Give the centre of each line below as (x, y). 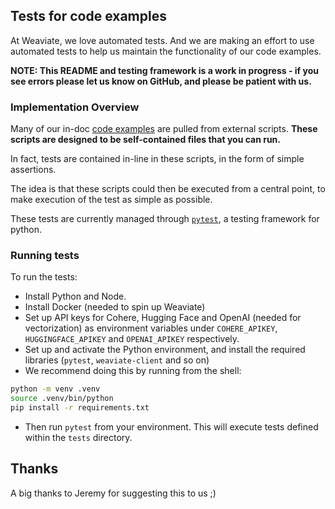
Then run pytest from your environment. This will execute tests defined (171, 427)
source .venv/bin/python (62, 399)
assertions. (33, 170)
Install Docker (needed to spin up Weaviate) (115, 307)
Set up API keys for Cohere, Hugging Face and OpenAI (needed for (163, 318)
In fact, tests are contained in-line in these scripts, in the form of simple (157, 159)
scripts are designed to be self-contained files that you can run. (146, 140)
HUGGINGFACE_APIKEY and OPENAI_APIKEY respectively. (132, 339)
